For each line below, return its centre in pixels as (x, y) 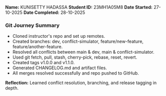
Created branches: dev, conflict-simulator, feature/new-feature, (78, 41)
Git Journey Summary (32, 25)
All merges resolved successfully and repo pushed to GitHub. (75, 73)
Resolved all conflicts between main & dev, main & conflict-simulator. (83, 52)
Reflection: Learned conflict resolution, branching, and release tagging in (81, 83)
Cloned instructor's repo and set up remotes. (59, 36)
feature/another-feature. (37, 47)
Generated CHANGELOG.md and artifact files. (60, 68)
